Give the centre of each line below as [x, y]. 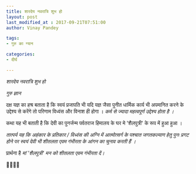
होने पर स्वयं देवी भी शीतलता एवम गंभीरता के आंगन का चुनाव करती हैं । [71, 141]
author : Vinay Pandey [32, 28]
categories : [20, 54]
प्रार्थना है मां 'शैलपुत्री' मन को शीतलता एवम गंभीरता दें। [55, 153]
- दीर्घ [12, 60]
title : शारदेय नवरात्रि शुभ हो [34, 11]
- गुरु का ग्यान [20, 44]
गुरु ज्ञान [14, 93]
